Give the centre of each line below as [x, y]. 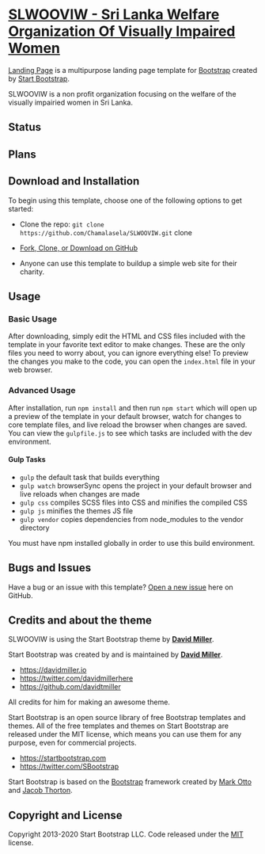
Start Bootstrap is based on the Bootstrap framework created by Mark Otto [130, 782]
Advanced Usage [42, 391]
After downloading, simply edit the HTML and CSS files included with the [127, 336]
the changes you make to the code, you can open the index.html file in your [132, 361]
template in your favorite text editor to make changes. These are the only [127, 345]
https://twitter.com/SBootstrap [69, 767]
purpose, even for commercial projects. [72, 743]
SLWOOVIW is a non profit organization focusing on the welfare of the [122, 93]
